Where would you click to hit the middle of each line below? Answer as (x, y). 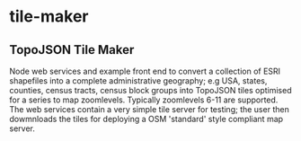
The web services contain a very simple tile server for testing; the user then (149, 109)
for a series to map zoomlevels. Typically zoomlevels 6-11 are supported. (144, 100)
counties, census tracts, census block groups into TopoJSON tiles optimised (150, 90)
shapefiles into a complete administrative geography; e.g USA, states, (138, 81)
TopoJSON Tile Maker (72, 50)
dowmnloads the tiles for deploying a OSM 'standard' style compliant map (146, 119)
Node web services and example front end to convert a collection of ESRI (145, 71)
